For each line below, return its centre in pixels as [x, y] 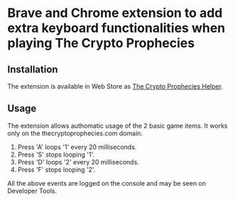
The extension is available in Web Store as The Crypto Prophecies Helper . [115, 86]
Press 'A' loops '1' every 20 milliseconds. [77, 147]
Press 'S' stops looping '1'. [56, 155]
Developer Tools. [32, 191]
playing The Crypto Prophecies [101, 43]
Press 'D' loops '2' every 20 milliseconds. [78, 162]
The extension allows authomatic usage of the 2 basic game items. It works [117, 125]
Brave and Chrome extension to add [115, 13]
